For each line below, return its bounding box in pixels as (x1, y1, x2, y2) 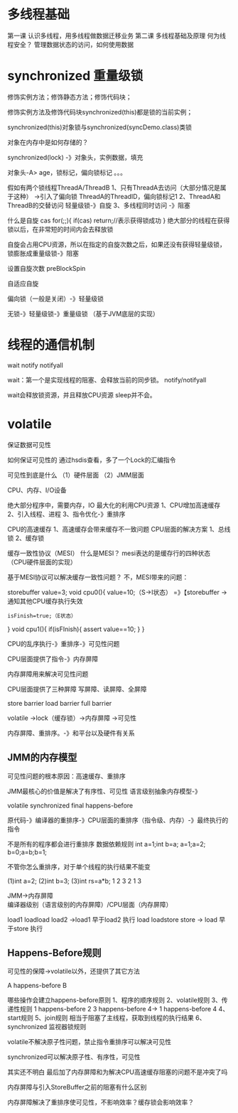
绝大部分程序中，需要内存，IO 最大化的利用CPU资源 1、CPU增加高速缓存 (7, 500, 221, 509)
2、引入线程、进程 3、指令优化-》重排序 (7, 510, 126, 518)
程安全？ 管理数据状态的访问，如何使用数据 (7, 40, 134, 48)
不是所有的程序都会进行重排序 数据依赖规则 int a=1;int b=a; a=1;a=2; (7, 839, 206, 848)
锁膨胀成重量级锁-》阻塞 (7, 249, 80, 257)
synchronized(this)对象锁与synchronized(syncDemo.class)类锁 (7, 122, 192, 131)
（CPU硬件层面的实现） (7, 557, 77, 566)
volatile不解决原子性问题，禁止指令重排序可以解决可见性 (7, 1038, 172, 1046)
